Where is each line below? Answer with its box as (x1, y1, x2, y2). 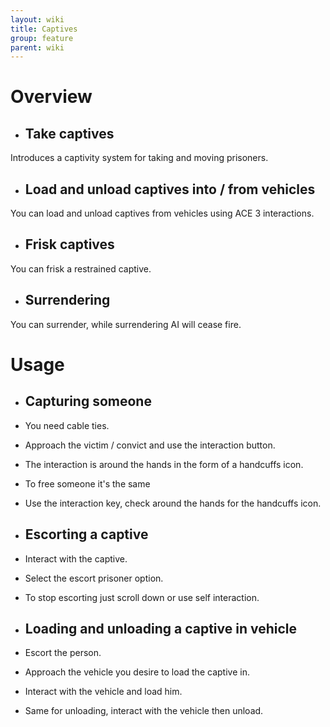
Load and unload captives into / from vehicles (24, 181, 316, 198)
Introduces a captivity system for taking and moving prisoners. (10, 152, 269, 164)
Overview (10, 86, 93, 108)
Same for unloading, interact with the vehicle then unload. (24, 705, 264, 717)
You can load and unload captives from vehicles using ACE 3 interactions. (10, 207, 315, 220)
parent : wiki (10, 42, 65, 53)
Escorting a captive (24, 526, 149, 543)
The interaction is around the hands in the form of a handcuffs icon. (24, 458, 304, 470)
